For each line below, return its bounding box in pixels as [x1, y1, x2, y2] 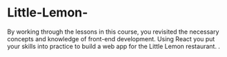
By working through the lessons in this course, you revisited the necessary [7, 27, 219, 36]
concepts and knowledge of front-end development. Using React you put [7, 34, 215, 43]
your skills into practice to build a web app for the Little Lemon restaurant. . [7, 42, 221, 50]
